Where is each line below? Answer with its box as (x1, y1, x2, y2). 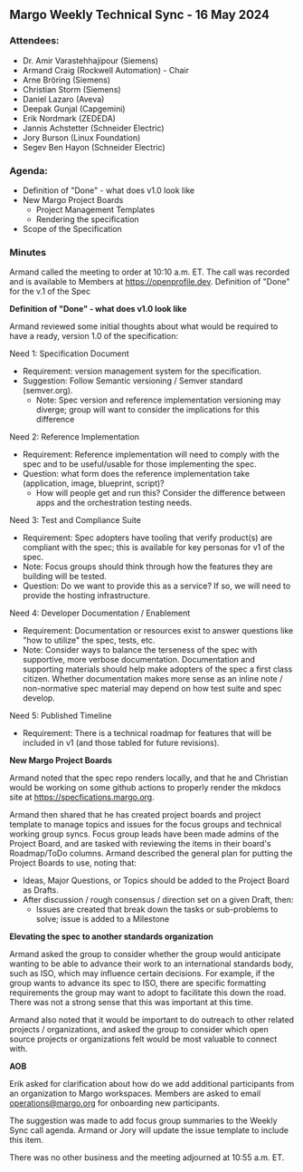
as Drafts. (22, 885, 59, 896)
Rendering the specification (35, 213, 139, 225)
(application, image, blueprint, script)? (22, 478, 165, 489)
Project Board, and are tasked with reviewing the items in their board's (9, 838, 271, 849)
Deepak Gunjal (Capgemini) (22, 103, 126, 114)
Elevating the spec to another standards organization (9, 931, 214, 942)
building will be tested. (22, 571, 107, 582)
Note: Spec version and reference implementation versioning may (35, 394, 281, 406)
